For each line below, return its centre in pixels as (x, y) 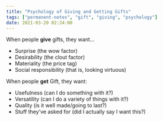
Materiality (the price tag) (46, 63)
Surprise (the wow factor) (46, 51)
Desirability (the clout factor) (50, 58)
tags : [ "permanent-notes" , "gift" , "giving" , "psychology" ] (82, 17)
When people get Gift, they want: (47, 81)
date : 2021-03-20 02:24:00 (39, 23)
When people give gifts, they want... (50, 40)
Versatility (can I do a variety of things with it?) (71, 99)
